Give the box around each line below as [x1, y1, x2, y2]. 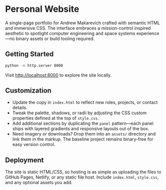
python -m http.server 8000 [5, 63, 63, 68]
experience [136, 30, 160, 36]
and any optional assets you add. [5, 180, 73, 186]
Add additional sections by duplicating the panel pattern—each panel [12, 120, 154, 127]
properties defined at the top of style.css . [12, 115, 99, 121]
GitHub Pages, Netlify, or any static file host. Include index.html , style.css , [5, 174, 159, 180]
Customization [5, 87, 52, 95]
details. [12, 105, 28, 111]
